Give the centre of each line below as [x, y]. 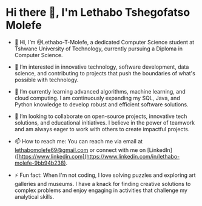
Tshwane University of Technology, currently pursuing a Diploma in [99, 49]
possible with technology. [46, 80]
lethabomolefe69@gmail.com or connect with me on [80, 150]
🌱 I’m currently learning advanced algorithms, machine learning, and [100, 91]
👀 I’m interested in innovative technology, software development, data [102, 67]
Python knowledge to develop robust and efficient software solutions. [101, 104]
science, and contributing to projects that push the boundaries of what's [105, 73]
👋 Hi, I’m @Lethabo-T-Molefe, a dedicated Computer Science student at [104, 42]
